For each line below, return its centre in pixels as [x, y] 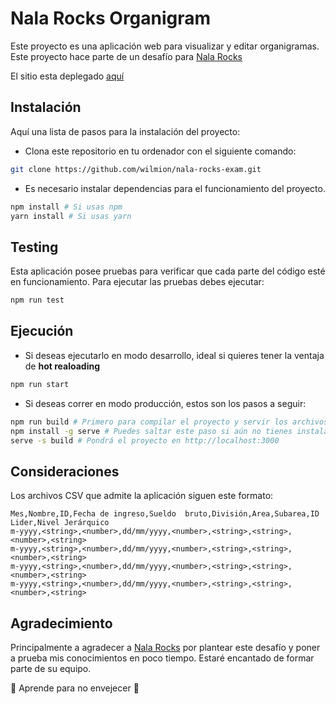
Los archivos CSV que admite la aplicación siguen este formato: [142, 496]
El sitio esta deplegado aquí [67, 76]
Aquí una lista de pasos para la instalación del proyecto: [125, 131]
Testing [34, 247]
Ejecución [42, 331]
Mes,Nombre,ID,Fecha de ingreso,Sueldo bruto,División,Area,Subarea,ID [165, 514]
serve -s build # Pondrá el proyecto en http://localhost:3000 [145, 440]
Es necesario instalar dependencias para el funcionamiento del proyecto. [175, 188]
